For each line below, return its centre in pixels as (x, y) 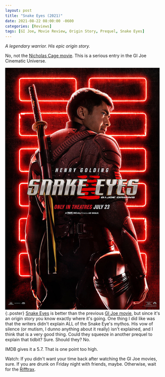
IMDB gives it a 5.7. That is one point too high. (52, 349)
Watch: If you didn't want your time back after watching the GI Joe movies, (81, 359)
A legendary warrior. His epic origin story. (48, 46)
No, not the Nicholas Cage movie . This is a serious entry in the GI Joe (76, 56)
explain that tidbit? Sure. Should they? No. (48, 340)
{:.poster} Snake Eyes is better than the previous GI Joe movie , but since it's (83, 313)
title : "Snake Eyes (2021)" (34, 16)
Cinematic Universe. (26, 61)
